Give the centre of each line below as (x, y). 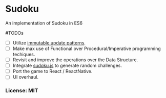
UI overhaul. (26, 77)
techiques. (24, 55)
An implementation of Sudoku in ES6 (44, 23)
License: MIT (22, 91)
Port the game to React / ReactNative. (53, 71)
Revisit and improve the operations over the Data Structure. (75, 60)
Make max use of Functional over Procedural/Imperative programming (87, 48)
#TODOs (15, 33)
